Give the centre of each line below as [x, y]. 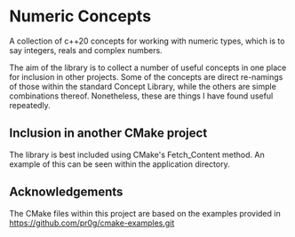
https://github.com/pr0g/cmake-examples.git [92, 223]
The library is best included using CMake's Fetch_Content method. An [137, 154]
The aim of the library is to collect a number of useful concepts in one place [148, 67]
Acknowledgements [66, 192]
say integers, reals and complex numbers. [86, 50]
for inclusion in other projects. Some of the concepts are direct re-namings [146, 76]
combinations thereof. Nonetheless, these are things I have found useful [141, 96]
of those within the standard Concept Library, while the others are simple [143, 86]
